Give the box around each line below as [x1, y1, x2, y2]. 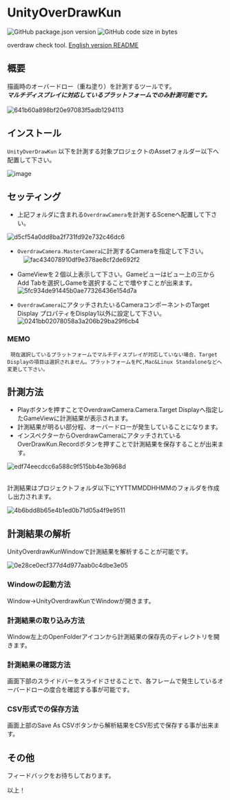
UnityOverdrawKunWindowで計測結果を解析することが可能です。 [7, 548, 192, 556]
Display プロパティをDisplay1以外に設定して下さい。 [17, 310, 165, 318]
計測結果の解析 [7, 528, 71, 539]
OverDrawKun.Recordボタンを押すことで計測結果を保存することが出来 [17, 440, 218, 448]
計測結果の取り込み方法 [7, 616, 85, 625]
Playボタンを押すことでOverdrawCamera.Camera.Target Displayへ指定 [17, 406, 218, 414]
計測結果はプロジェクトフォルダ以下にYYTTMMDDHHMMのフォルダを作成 [7, 484, 220, 493]
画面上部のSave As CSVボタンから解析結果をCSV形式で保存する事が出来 [7, 721, 214, 730]
